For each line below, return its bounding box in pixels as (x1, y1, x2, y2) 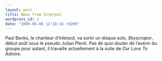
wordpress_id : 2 (5, 16, 39, 21)
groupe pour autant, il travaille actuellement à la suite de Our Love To (5, 45, 148, 51)
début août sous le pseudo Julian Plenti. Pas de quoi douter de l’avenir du (5, 40, 157, 46)
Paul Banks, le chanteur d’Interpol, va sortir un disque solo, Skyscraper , (5, 35, 153, 41)
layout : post (5, 7, 33, 12)
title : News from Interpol (5, 12, 62, 17)
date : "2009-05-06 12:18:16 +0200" (5, 21, 80, 26)
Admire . (5, 51, 22, 57)
